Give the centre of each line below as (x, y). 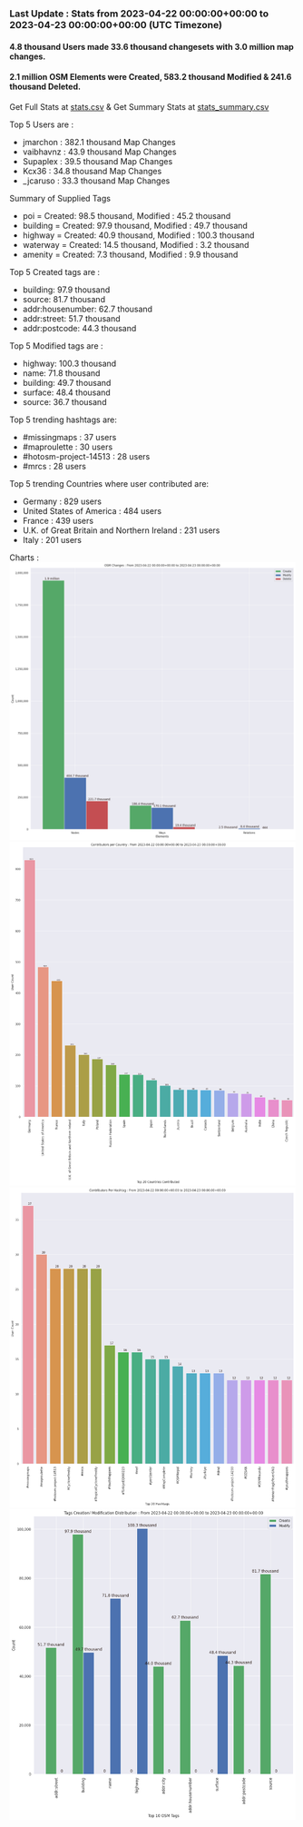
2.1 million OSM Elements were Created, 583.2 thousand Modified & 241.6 (151, 77)
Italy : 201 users (52, 539)
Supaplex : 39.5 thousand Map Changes (98, 161)
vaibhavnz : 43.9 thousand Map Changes (99, 152)
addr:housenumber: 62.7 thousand (87, 309)
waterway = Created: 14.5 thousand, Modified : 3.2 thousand (136, 244)
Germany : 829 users (62, 501)
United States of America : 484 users (92, 510)
